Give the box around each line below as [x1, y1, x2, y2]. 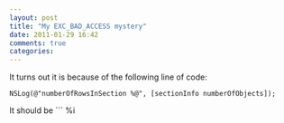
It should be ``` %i [9, 105, 76, 116]
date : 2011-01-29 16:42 [9, 30, 99, 39]
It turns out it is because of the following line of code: [9, 71, 207, 82]
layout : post [9, 13, 59, 23]
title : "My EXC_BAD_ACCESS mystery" [9, 22, 147, 31]
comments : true [9, 38, 67, 48]
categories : [9, 47, 54, 56]
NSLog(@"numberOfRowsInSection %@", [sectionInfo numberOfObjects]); [9, 90, 277, 99]
